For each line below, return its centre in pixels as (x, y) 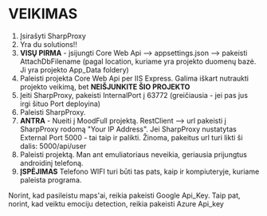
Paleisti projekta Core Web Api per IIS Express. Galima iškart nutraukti (134, 78)
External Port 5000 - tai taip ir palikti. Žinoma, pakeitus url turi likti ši (131, 137)
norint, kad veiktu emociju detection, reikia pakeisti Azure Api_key (116, 203)
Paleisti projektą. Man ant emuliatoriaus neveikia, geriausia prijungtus (133, 154)
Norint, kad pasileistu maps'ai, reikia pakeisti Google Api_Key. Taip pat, (124, 195)
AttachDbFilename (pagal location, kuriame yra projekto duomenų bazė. (138, 61)
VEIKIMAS (43, 14)
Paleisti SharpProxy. (53, 112)
